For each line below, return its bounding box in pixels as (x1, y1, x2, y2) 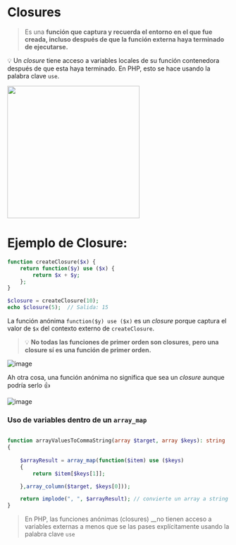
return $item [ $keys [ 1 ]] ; (32, 470, 106, 477)
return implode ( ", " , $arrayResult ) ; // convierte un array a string (20, 496, 229, 503)
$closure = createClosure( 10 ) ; (7, 297, 99, 304)
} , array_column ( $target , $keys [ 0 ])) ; (20, 483, 131, 490)
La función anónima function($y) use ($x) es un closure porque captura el (7, 317, 227, 325)
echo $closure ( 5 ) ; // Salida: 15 (7, 304, 109, 311)
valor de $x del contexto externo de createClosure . (7, 324, 155, 333)
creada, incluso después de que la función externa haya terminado (24, 35, 225, 43)
